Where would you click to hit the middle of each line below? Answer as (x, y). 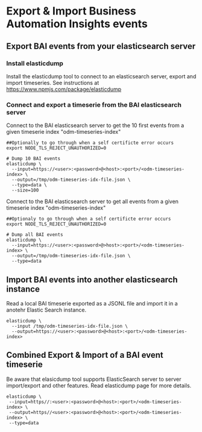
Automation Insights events (77, 24)
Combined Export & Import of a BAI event (85, 355)
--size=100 (25, 190)
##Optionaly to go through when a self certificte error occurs (89, 219)
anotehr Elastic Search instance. (46, 310)
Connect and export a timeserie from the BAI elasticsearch (94, 105)
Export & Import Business (71, 11)
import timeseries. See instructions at (53, 83)
